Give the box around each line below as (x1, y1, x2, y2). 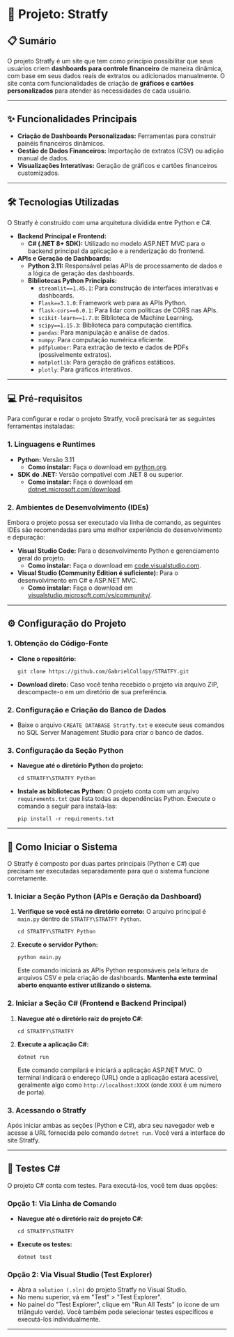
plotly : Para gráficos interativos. (38, 365, 132, 374)
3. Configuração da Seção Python (7, 745, 124, 755)
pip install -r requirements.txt (17, 816, 115, 823)
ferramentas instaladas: (7, 422, 75, 431)
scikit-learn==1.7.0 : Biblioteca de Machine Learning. (38, 313, 194, 321)
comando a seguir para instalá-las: (17, 802, 117, 811)
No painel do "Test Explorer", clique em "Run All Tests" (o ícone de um (17, 1300, 219, 1309)
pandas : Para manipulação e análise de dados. (38, 328, 170, 337)
